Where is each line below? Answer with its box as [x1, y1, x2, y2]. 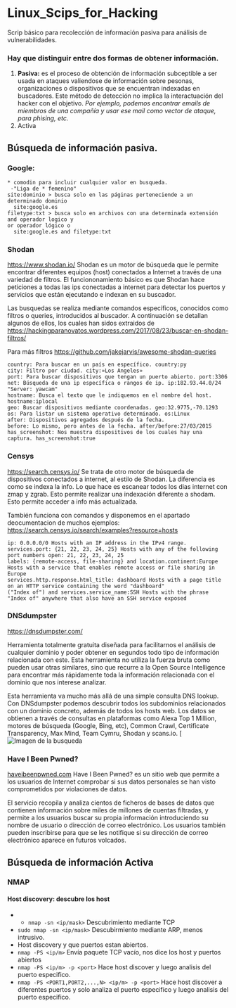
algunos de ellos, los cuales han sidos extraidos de [7, 319, 155, 328]
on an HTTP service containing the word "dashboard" [7, 582, 165, 589]
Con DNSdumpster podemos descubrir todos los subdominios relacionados [7, 698, 226, 708]
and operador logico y [7, 216, 74, 223]
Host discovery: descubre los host [7, 895, 110, 903]
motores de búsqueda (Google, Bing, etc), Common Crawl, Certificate [7, 721, 209, 729]
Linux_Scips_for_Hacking [7, 5, 158, 21]
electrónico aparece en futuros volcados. [7, 836, 126, 845]
